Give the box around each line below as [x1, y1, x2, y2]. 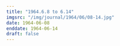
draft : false [6, 31, 39, 37]
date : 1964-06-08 [6, 20, 50, 26]
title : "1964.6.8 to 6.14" [6, 8, 74, 15]
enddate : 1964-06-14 [6, 25, 58, 32]
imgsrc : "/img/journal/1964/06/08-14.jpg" [6, 14, 115, 20]
